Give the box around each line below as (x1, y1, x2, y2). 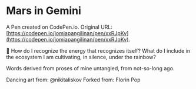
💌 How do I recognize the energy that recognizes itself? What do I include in (6, 47, 190, 54)
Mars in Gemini (6, 4, 81, 18)
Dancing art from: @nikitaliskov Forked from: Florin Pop (6, 76, 141, 83)
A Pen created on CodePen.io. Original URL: (6, 23, 113, 30)
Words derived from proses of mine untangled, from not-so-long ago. (6, 64, 175, 71)
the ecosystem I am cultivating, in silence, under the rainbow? (6, 53, 156, 60)
